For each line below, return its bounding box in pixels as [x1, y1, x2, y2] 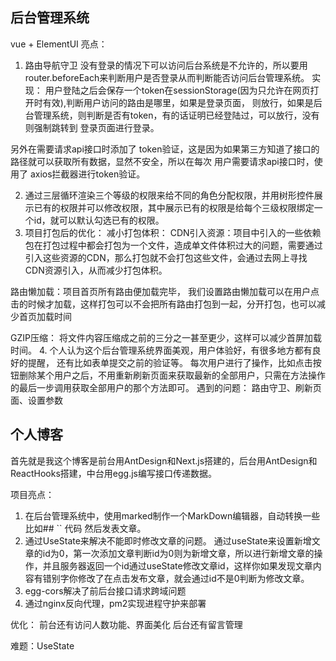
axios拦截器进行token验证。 [29, 168, 146, 180]
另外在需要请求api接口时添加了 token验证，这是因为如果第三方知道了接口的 [10, 143, 320, 155]
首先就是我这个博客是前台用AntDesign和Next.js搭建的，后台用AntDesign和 [10, 454, 318, 467]
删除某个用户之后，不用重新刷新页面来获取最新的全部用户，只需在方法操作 [18, 369, 326, 381]
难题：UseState [10, 639, 75, 652]
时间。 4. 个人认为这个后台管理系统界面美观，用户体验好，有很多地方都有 [10, 344, 313, 356]
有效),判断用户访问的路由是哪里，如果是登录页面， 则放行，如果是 [42, 96, 314, 108]
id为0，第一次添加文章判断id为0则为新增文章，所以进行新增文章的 [42, 547, 315, 559]
